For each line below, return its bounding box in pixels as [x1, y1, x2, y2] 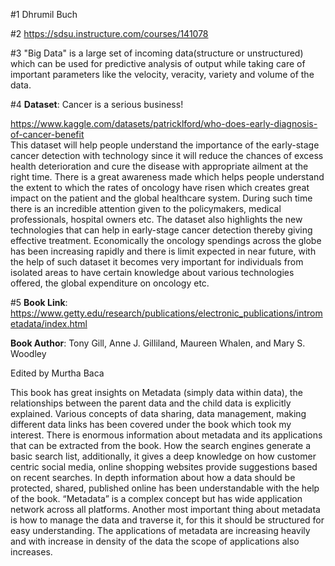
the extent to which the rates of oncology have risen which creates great [10, 182, 310, 193]
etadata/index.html [10, 318, 88, 329]
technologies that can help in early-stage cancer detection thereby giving [10, 224, 313, 236]
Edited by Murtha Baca [10, 367, 105, 379]
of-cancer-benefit [10, 129, 85, 140]
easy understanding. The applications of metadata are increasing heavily [10, 525, 311, 536]
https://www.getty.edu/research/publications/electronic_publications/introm [10, 307, 323, 319]
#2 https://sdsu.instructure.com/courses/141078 [10, 28, 209, 39]
